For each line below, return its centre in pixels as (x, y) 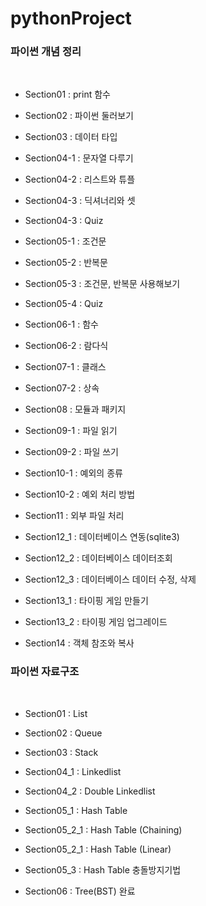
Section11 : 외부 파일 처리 (74, 516)
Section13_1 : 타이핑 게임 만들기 (86, 601)
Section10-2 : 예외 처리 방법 (80, 494)
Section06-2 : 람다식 (66, 346)
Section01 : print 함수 (67, 94)
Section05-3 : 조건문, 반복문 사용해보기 (102, 284)
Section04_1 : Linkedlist (73, 771)
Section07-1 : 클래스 (65, 367)
